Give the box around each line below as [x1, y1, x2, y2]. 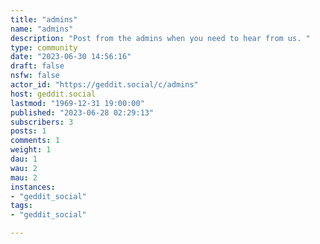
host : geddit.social [10, 89, 97, 99]
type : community [10, 42, 78, 53]
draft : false [10, 61, 65, 71]
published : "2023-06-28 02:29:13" [10, 107, 155, 118]
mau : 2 [10, 172, 38, 183]
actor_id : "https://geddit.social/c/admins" [10, 80, 199, 90]
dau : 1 [10, 154, 38, 164]
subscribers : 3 [10, 117, 74, 127]
